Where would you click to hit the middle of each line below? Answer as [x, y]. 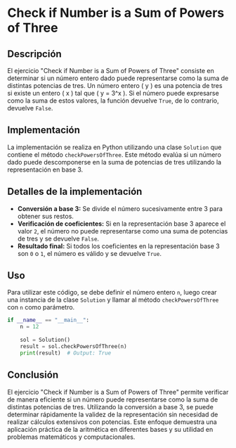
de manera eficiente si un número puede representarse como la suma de [113, 399]
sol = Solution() [45, 340]
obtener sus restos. [45, 216]
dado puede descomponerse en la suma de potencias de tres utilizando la [114, 162]
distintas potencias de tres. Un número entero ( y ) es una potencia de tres [115, 85]
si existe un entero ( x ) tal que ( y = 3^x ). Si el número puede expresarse [113, 93]
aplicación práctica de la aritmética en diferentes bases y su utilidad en [110, 429]
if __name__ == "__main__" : [48, 320]
